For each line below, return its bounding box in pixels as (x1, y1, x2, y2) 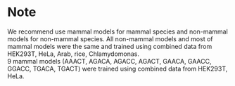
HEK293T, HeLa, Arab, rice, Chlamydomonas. (7, 50, 139, 58)
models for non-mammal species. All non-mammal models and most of (7, 34, 213, 43)
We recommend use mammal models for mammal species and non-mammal (7, 27, 229, 36)
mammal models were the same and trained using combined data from (7, 42, 212, 50)
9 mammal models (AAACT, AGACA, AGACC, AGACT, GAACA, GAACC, (7, 57, 212, 65)
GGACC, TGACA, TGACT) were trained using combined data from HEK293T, (7, 64, 228, 73)
